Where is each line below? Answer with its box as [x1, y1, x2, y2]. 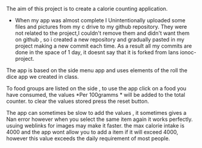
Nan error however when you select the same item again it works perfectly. [6, 116, 193, 123]
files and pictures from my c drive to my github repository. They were [14, 23, 188, 30]
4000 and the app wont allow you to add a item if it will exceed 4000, [6, 129, 178, 135]
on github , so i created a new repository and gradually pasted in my [14, 36, 185, 43]
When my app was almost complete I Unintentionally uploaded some [14, 17, 186, 23]
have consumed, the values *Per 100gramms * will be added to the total [6, 91, 186, 98]
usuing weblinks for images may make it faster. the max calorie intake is [6, 122, 185, 129]
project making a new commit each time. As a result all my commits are [14, 42, 192, 49]
